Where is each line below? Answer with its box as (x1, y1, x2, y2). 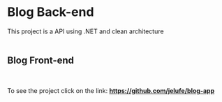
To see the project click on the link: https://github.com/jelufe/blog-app (7, 86, 215, 94)
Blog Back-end (7, 4, 94, 20)
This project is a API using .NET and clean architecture (7, 27, 164, 35)
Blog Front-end (7, 55, 75, 67)
